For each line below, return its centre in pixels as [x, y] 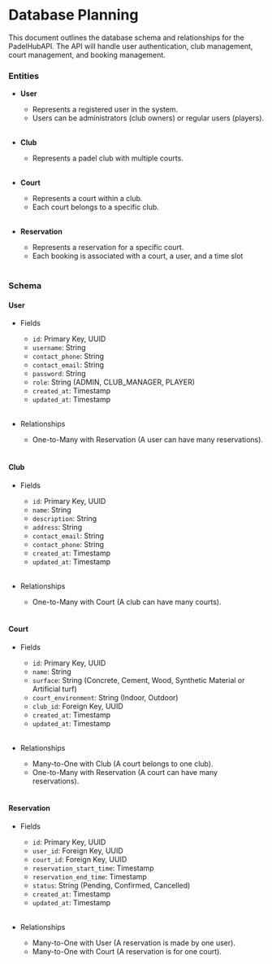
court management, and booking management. [87, 55]
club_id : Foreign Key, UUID [78, 706]
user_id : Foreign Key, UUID [78, 850]
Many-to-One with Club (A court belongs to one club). [123, 764]
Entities [24, 76]
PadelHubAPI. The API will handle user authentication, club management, [131, 46]
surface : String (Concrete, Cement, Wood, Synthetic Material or [138, 680]
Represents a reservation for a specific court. [108, 248]
